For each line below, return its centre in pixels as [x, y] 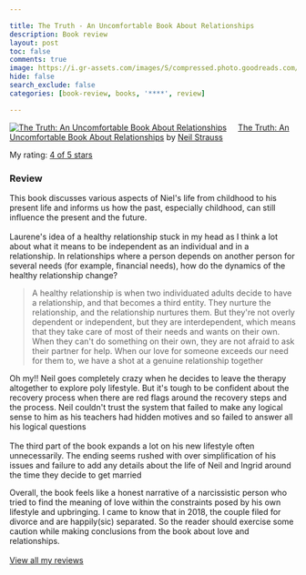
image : [22, 68]
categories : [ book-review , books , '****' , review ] [107, 93]
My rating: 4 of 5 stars [51, 155]
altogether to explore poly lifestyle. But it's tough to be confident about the [149, 388]
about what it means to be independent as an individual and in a [129, 246]
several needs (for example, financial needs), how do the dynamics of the [148, 266]
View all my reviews [46, 560]
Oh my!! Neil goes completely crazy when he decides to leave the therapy [148, 378]
